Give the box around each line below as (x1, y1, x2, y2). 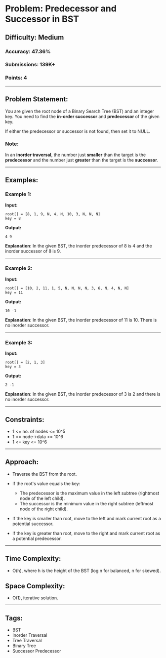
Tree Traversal (12, 638, 42, 644)
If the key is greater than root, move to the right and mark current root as (12, 530, 161, 536)
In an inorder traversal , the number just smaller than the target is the (5, 152, 146, 158)
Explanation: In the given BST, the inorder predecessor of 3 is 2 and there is (5, 391, 161, 397)
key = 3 (5, 364, 21, 370)
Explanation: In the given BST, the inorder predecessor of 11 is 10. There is (5, 317, 157, 323)
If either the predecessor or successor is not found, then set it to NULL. (5, 128, 151, 134)
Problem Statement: (5, 95, 68, 104)
